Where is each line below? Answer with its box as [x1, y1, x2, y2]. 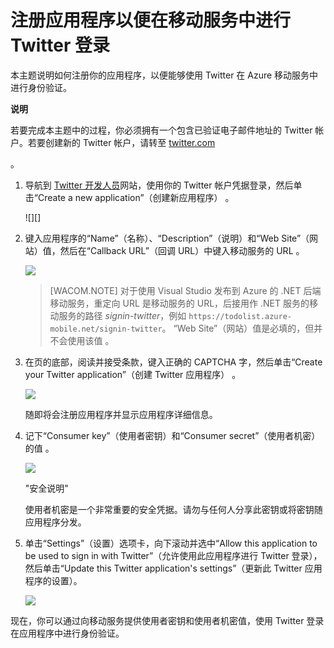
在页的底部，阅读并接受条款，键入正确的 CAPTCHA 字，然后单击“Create [24, 356, 323, 368]
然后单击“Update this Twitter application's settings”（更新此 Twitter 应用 [24, 562, 323, 574]
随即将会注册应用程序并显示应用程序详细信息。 [24, 408, 218, 420]
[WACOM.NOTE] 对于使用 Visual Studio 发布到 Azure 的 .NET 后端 [49, 284, 322, 296]
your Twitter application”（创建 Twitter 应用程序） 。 [24, 368, 242, 380]
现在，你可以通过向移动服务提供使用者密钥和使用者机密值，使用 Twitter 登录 [10, 614, 325, 626]
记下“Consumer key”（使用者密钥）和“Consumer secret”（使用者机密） [24, 429, 321, 441]
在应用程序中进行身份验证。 [10, 627, 125, 639]
